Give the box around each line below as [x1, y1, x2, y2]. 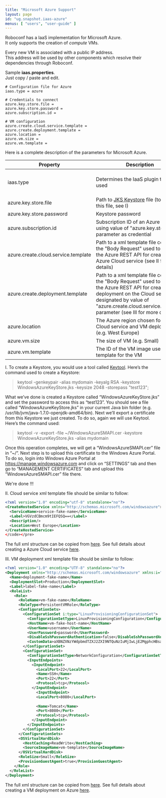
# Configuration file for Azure [5, 85, 72, 90]
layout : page [5, 12, 32, 17]
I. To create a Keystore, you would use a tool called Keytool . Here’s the [5, 365, 148, 371]
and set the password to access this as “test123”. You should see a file [5, 399, 149, 405]
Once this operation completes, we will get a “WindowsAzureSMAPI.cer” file [5, 445, 161, 451]
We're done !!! [5, 481, 34, 487]
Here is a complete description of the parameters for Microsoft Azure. [5, 150, 147, 156]
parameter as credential [96, 231, 152, 238]
